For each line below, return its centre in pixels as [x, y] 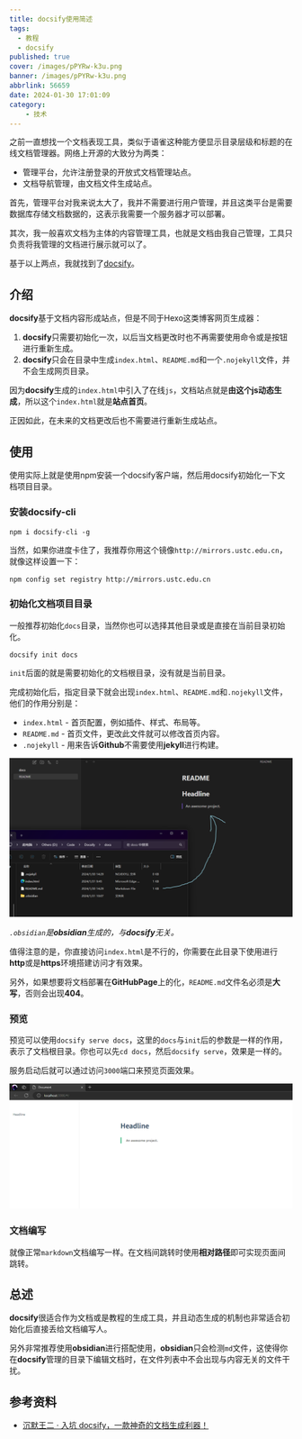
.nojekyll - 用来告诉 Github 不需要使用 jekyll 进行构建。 [123, 744]
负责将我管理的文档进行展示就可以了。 [80, 244]
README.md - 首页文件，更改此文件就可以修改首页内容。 [123, 733]
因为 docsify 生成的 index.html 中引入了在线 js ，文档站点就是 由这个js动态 [142, 390]
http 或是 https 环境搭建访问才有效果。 [79, 963]
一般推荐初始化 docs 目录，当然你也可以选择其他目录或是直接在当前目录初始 [147, 625]
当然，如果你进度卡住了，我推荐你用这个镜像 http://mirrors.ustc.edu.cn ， [148, 551]
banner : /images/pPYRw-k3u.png [68, 77]
